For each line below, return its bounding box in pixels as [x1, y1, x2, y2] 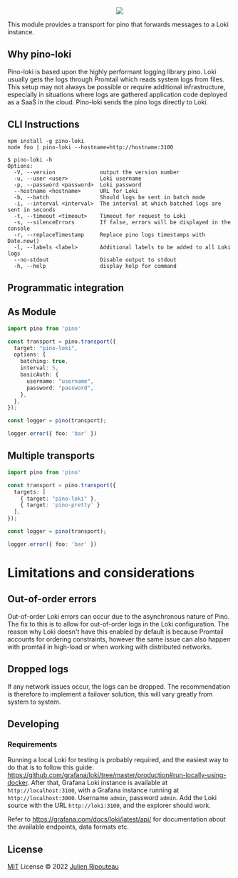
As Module [7, 306, 57, 318]
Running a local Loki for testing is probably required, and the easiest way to [7, 756, 229, 764]
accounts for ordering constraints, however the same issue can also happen [7, 634, 231, 643]
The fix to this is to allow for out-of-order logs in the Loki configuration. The [7, 619, 229, 628]
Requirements [7, 739, 58, 749]
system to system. [7, 697, 61, 706]
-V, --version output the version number [14, 169, 180, 176]
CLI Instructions [7, 119, 80, 131]
